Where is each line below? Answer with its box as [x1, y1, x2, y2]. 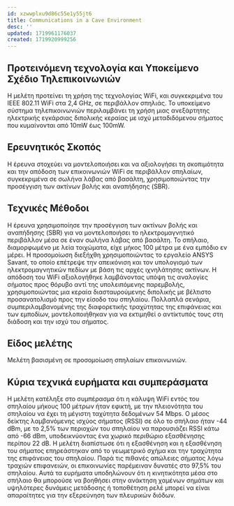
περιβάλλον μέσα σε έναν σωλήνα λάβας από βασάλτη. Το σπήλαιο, [7, 235, 210, 244]
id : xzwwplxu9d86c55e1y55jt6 [7, 10, 92, 17]
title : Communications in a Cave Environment [7, 17, 142, 24]
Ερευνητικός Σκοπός [7, 141, 101, 154]
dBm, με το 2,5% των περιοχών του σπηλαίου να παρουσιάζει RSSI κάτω [7, 424, 220, 433]
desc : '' [7, 23, 33, 30]
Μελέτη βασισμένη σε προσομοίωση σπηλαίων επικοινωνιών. [7, 356, 187, 364]
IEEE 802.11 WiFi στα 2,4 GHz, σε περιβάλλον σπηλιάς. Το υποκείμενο [7, 98, 211, 107]
